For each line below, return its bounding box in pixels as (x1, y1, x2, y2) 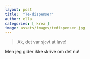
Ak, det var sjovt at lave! (17, 39, 67, 45)
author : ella (5, 16, 32, 21)
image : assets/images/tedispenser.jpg (5, 26, 85, 30)
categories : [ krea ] (5, 21, 50, 26)
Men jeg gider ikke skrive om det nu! (5, 49, 80, 55)
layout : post (5, 7, 32, 12)
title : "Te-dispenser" (5, 12, 54, 17)
